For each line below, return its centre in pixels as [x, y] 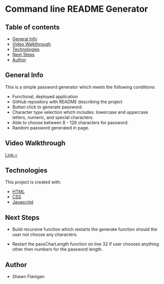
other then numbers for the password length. [57, 249]
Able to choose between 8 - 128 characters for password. [70, 122]
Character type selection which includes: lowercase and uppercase [80, 112]
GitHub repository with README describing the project [67, 102]
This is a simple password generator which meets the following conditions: [80, 87]
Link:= [12, 155]
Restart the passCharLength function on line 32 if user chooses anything [85, 244]
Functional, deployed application [45, 96]
